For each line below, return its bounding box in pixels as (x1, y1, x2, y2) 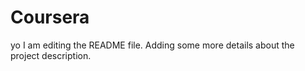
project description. (10, 49, 92, 61)
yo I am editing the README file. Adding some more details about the (10, 39, 295, 51)
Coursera (10, 6, 90, 29)
